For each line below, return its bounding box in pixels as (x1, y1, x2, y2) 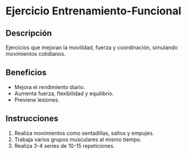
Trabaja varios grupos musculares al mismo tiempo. (14, 136, 142, 143)
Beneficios (5, 68, 47, 78)
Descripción (5, 28, 52, 38)
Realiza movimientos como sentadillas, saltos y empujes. (14, 129, 155, 136)
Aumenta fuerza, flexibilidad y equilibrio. (14, 90, 114, 97)
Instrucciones (5, 114, 59, 124)
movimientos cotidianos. (5, 50, 66, 57)
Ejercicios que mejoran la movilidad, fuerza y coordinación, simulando (5, 44, 178, 51)
